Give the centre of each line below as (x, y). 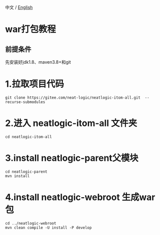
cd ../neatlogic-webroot (31, 223)
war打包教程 (30, 29)
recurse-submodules (25, 102)
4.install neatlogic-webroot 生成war (80, 197)
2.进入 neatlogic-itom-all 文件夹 (71, 123)
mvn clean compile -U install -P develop (49, 228)
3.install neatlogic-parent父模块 (72, 158)
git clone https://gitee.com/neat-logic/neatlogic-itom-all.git (73, 98)
